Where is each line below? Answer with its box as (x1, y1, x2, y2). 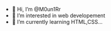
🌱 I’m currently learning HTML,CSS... (11, 18, 103, 25)
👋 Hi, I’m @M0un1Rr (11, 6, 61, 13)
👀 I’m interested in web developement (11, 12, 106, 19)
